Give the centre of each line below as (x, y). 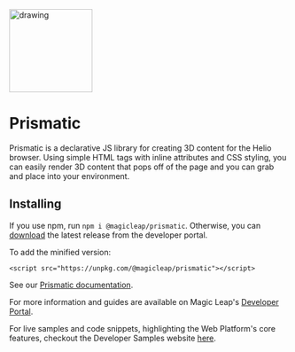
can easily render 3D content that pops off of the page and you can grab (142, 167)
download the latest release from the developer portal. (109, 235)
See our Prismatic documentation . (71, 285)
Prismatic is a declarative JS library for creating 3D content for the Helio (140, 148)
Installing (35, 204)
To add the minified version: (60, 252)
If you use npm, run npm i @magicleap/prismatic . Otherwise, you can (135, 225)
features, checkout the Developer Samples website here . (113, 338)
